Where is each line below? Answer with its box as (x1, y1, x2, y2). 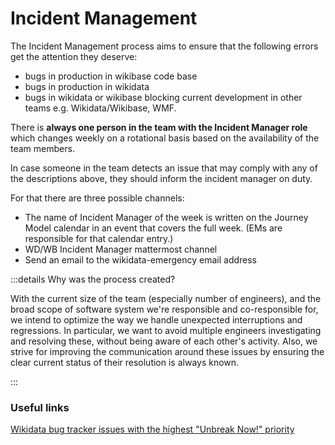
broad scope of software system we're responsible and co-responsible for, (10, 303, 319, 315)
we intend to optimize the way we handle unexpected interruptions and (10, 313, 303, 326)
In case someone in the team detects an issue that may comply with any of (10, 162, 318, 174)
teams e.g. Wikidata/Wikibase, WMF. (24, 102, 177, 114)
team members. (10, 142, 75, 154)
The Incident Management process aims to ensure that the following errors (10, 40, 319, 52)
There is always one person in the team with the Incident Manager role (10, 121, 308, 133)
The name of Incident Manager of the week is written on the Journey (24, 211, 309, 223)
